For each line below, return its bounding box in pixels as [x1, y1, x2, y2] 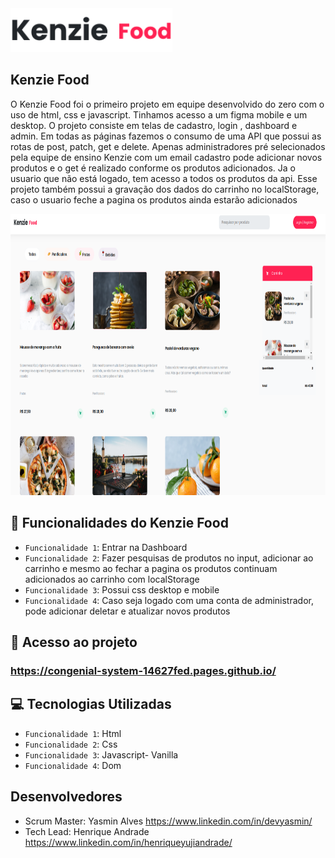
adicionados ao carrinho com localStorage [24, 573, 200, 585]
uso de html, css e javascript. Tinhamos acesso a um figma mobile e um [10, 108, 308, 121]
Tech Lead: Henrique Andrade [24, 825, 150, 837]
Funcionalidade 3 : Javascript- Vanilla [24, 748, 179, 761]
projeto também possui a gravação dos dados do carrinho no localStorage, [10, 183, 320, 195]
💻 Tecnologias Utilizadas [10, 696, 172, 713]
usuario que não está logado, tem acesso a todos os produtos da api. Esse [10, 172, 318, 184]
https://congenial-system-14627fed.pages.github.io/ [10, 663, 277, 677]
